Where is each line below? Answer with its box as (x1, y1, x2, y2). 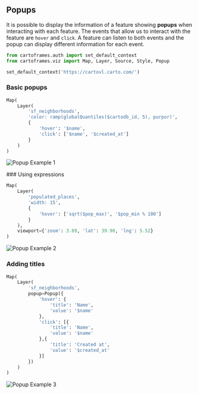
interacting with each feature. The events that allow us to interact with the (6, 27, 191, 35)
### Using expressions (6, 171, 65, 178)
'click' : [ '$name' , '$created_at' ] (38, 131, 129, 137)
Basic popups (6, 83, 47, 92)
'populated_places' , (28, 194, 80, 200)
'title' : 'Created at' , (49, 342, 111, 348)
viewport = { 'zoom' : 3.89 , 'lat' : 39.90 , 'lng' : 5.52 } (17, 228, 154, 234)
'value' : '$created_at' (49, 347, 111, 353)
